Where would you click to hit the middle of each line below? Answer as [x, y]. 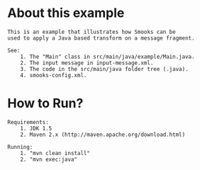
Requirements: [28, 122]
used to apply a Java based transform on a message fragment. [101, 38]
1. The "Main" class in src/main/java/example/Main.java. [107, 57]
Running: [20, 147]
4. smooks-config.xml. [54, 75]
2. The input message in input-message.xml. [87, 63]
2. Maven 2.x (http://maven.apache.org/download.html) [103, 135]
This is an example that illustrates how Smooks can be [91, 32]
